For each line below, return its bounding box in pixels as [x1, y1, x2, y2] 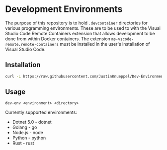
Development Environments [5, 3, 123, 15]
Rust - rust [12, 140, 34, 146]
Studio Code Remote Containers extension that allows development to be [5, 30, 155, 36]
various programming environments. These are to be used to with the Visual [5, 25, 161, 31]
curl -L [5, 74, 21, 79]
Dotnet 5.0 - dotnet [12, 119, 52, 125]
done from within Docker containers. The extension [5, 36, 110, 42]
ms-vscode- [111, 36, 134, 42]
